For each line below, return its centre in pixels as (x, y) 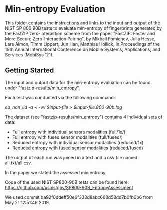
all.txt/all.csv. (19, 163)
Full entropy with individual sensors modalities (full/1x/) (69, 132)
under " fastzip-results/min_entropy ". (43, 88)
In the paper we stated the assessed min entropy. (56, 172)
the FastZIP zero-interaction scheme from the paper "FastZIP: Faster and (80, 33)
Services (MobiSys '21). (29, 55)
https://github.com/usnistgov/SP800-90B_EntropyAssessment (69, 187)
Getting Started (30, 71)
